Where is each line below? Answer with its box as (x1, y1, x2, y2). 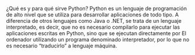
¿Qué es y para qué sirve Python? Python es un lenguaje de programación (6, 5, 187, 12)
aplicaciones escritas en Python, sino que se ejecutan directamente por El (6, 30, 187, 37)
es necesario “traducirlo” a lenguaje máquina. (6, 42, 117, 49)
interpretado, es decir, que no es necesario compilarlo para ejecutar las (6, 23, 180, 30)
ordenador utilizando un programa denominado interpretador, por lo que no (6, 36, 190, 43)
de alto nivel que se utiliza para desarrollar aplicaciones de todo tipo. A (6, 11, 179, 18)
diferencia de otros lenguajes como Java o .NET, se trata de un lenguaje (6, 18, 182, 24)
